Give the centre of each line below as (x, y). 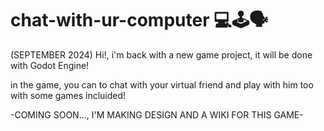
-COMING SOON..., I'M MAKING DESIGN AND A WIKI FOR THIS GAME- (157, 114)
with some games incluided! (68, 95)
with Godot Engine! (50, 65)
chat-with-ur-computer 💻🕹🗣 (139, 20)
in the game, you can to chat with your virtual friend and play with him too (162, 84)
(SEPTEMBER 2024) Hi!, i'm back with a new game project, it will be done (161, 54)
